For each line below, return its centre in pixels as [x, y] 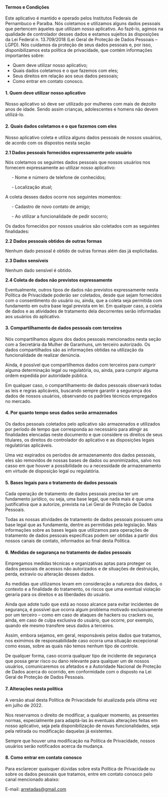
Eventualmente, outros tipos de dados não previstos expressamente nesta [82, 289]
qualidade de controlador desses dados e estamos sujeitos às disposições [82, 34]
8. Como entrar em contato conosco [43, 758]
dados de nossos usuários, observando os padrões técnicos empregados [81, 396]
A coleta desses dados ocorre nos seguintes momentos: [63, 196]
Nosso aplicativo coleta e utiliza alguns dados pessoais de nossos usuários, [83, 137]
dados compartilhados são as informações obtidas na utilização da [74, 350]
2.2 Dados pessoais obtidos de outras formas [54, 241]
